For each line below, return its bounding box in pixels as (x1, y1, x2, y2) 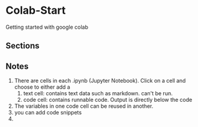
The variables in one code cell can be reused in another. (14, 102, 154, 110)
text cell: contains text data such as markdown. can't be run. (23, 90, 173, 97)
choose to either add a (14, 83, 70, 90)
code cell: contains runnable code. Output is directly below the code (23, 96, 193, 104)
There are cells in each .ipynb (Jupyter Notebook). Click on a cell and (14, 77, 186, 84)
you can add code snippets (14, 109, 82, 116)
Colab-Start (5, 4, 66, 17)
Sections (5, 41, 40, 51)
